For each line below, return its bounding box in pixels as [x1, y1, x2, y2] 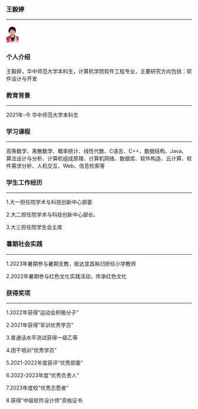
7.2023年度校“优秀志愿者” [6, 384, 69, 391]
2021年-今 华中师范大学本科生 [6, 111, 78, 118]
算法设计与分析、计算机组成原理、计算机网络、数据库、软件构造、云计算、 [6, 155, 187, 162]
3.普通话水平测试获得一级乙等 [6, 334, 78, 341]
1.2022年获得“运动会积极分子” [6, 309, 79, 316]
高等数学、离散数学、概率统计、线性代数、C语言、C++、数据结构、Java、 [6, 148, 187, 155]
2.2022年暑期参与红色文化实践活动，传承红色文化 [6, 272, 127, 280]
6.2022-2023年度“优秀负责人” [6, 372, 80, 379]
